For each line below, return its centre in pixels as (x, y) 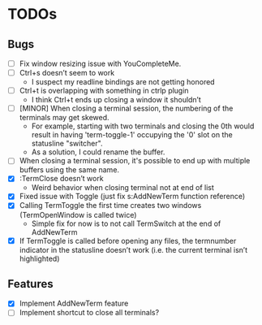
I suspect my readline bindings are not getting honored (123, 82)
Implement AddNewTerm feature (74, 303)
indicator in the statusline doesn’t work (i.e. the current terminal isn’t (133, 249)
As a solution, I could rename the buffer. (98, 152)
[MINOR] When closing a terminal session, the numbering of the (126, 108)
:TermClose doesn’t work (61, 179)
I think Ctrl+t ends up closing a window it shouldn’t (116, 100)
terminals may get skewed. (64, 118)
